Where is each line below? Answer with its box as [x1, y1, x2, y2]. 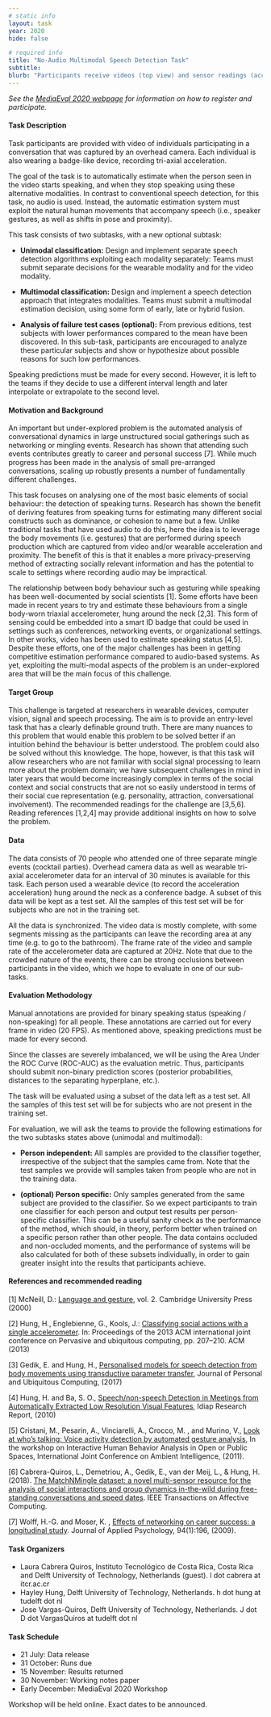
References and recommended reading [8, 1276, 143, 1286]
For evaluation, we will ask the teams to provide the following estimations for [8, 1124, 263, 1133]
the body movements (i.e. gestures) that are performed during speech [8, 534, 242, 543]
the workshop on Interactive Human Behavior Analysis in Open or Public [8, 1443, 248, 1452]
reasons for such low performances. [19, 354, 141, 363]
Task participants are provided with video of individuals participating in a [8, 138, 250, 148]
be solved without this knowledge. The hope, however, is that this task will [8, 748, 256, 758]
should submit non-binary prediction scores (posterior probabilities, [8, 1066, 234, 1076]
